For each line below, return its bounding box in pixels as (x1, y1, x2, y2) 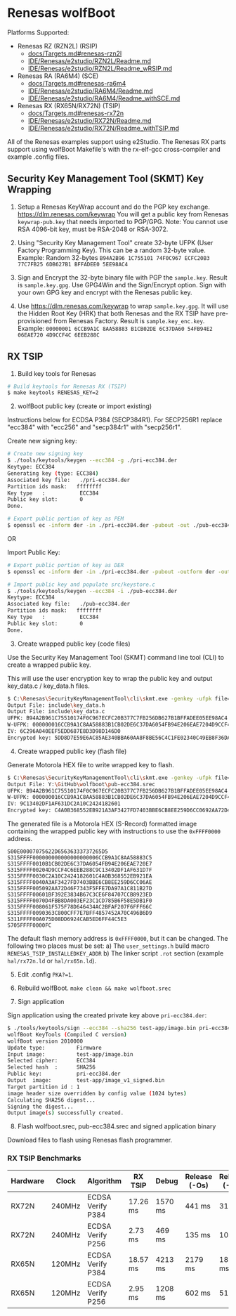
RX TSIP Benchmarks (7, 1154, 81, 1164)
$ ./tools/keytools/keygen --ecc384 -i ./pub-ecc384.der (7, 587, 178, 594)
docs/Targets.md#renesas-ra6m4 (27, 79, 126, 87)
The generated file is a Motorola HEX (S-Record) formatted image (7, 820, 197, 828)
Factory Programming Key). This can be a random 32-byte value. (17, 246, 206, 254)
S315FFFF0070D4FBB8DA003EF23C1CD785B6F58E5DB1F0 (7, 897, 152, 904)
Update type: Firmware (7, 1044, 102, 1051)
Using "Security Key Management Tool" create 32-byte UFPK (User (17, 238, 214, 247)
